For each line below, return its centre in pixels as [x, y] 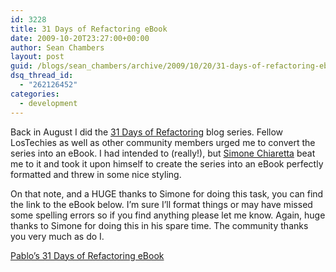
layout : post [37, 57]
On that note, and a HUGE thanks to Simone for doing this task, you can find [167, 193]
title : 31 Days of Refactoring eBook [89, 29]
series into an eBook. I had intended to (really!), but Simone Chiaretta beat [163, 153]
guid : [21, 66]
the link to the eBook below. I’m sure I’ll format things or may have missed [161, 204]
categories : [35, 94]
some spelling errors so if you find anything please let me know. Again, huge [168, 215]
